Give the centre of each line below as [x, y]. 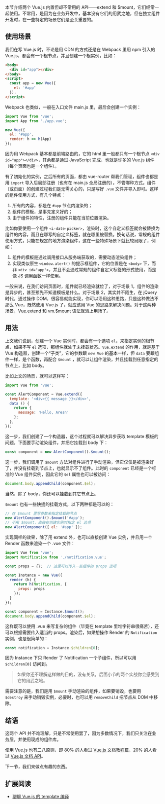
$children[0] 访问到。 [27, 664]
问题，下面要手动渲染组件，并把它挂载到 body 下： [57, 442]
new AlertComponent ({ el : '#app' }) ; [44, 527]
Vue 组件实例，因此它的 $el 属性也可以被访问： [63, 474]
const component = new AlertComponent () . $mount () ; [58, 452]
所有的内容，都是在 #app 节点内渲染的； [52, 206]
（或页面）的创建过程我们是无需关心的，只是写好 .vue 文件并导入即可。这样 [82, 189]
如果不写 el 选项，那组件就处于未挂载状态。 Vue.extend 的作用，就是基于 [87, 347]
